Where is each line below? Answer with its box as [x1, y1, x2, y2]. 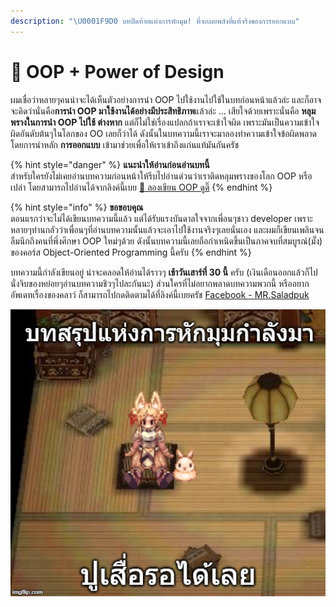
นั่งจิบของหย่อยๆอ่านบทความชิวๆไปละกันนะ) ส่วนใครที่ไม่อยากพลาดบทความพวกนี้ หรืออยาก [10, 277, 310, 289]
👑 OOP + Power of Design [10, 60, 225, 83]
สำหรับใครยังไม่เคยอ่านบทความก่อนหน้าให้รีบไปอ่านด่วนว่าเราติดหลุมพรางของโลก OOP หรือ [10, 170, 313, 182]
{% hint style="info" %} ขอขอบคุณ [10, 201, 144, 213]
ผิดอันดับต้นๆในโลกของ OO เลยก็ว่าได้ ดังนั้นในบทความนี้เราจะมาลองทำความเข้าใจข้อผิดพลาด [10, 127, 317, 139]
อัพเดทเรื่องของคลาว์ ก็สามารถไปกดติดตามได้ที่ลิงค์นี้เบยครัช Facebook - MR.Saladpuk [10, 288, 310, 300]
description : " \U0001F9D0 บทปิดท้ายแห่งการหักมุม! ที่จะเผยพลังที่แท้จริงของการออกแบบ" [10, 16, 300, 26]
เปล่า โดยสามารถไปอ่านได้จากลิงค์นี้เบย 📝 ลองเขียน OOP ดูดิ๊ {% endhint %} [10, 181, 273, 193]
